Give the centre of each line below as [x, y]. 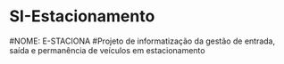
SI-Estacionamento [82, 16]
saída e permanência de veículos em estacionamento [107, 50]
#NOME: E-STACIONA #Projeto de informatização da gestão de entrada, [142, 41]
